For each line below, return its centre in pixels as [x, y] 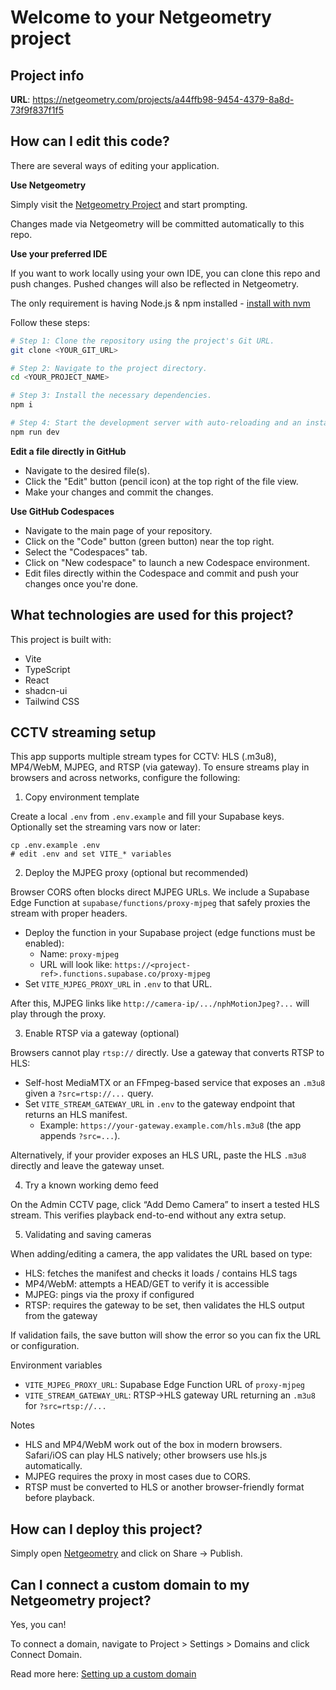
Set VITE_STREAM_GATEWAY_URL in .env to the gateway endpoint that [160, 1104]
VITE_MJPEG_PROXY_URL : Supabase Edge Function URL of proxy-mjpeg [164, 1385]
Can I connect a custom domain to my [130, 1584]
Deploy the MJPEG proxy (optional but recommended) [136, 873]
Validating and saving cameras [88, 1235]
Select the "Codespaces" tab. [86, 552]
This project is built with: [61, 639]
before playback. [59, 1498]
